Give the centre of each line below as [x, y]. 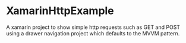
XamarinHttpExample [60, 11]
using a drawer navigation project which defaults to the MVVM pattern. [93, 33]
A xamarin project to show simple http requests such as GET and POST [93, 27]
